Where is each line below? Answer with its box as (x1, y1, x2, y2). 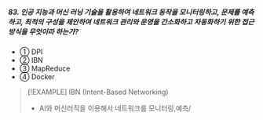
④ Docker (19, 71, 55, 82)
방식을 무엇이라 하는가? (8, 27, 79, 36)
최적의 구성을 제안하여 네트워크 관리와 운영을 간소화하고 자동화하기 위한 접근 (24, 16, 255, 27)
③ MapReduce (19, 64, 71, 73)
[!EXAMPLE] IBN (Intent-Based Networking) (27, 87, 169, 96)
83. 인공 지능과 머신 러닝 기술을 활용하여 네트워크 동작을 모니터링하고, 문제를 (8, 7, 240, 16)
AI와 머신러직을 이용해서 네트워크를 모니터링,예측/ (38, 103, 192, 113)
